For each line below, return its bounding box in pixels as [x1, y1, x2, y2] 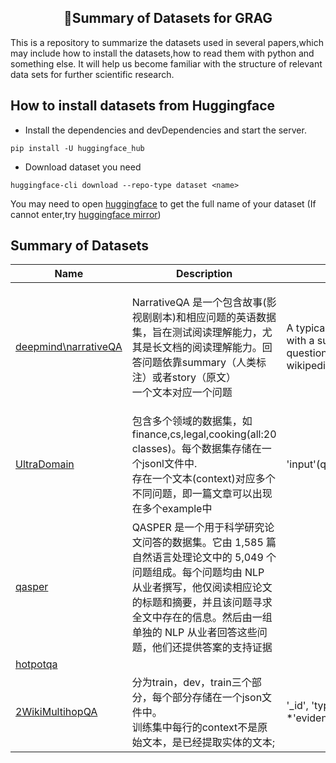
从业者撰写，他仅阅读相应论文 [131, 581, 273, 595]
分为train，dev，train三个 [131, 676, 252, 690]
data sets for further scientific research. [10, 68, 175, 80]
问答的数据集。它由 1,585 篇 [141, 536, 277, 550]
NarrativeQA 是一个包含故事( [131, 296, 267, 310]
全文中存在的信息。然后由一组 [131, 611, 273, 625]
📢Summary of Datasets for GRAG [63, 10, 273, 27]
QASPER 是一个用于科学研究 [131, 521, 265, 535]
